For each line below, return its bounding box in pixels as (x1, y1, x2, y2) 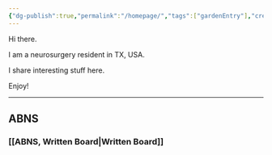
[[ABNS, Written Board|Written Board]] (8, 136, 164, 147)
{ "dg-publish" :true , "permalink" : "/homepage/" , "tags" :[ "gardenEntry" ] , (8, 11, 252, 20)
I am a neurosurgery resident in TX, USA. (8, 49, 146, 59)
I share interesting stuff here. (8, 65, 105, 75)
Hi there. (8, 34, 37, 44)
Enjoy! (8, 81, 30, 90)
